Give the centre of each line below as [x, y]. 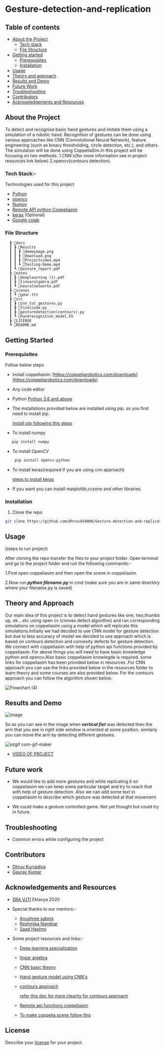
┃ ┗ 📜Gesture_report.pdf [35, 269]
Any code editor [28, 389]
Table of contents [32, 27]
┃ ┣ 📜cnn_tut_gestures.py [36, 304]
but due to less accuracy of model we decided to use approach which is [78, 636]
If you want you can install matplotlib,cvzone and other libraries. [77, 489]
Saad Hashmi [33, 929]
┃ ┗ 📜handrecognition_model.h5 [41, 317]
